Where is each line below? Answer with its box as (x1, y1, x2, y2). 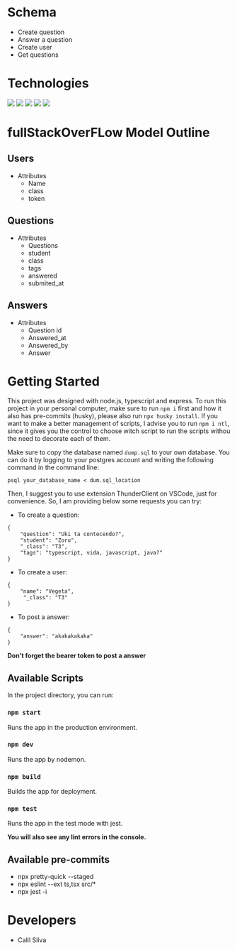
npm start (7, 709, 41, 717)
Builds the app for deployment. (7, 787, 98, 796)
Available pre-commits (7, 853, 110, 866)
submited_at (28, 278, 64, 288)
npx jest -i (17, 888, 47, 896)
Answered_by (28, 341, 69, 349)
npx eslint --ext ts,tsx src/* (17, 880, 96, 888)
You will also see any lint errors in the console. (7, 833, 146, 841)
